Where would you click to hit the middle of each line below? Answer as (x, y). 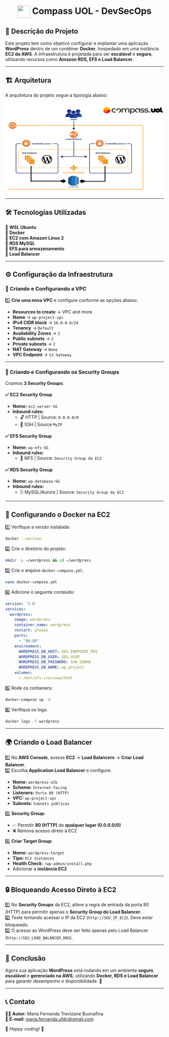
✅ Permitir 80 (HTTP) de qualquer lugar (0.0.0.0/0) (67, 825)
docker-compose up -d (28, 699)
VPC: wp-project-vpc (34, 798)
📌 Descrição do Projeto (42, 31)
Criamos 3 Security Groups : (35, 383)
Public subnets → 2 (33, 338)
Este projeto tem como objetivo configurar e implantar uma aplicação (77, 43)
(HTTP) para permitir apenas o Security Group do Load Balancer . (73, 912)
